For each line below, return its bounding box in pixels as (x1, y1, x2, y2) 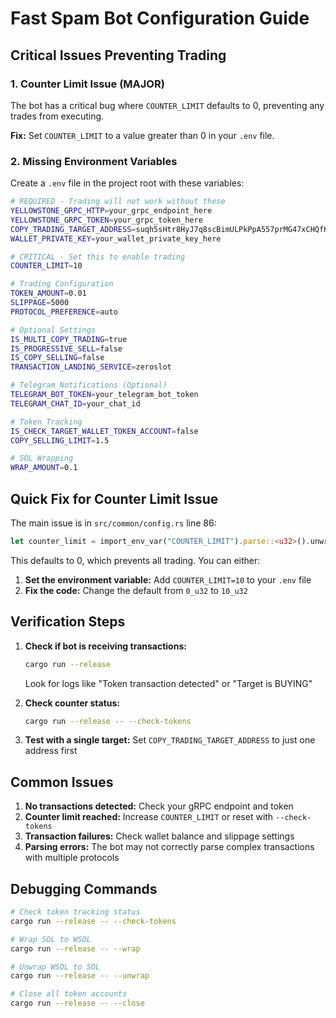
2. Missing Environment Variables (10, 154, 178, 168)
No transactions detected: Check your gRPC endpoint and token (24, 800, 294, 812)
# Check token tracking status (10, 907, 141, 917)
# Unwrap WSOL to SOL (10, 962, 101, 972)
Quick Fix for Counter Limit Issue (10, 490, 219, 507)
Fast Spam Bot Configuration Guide (10, 7, 310, 30)
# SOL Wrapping (10, 453, 74, 464)
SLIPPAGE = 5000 (10, 298, 70, 308)
